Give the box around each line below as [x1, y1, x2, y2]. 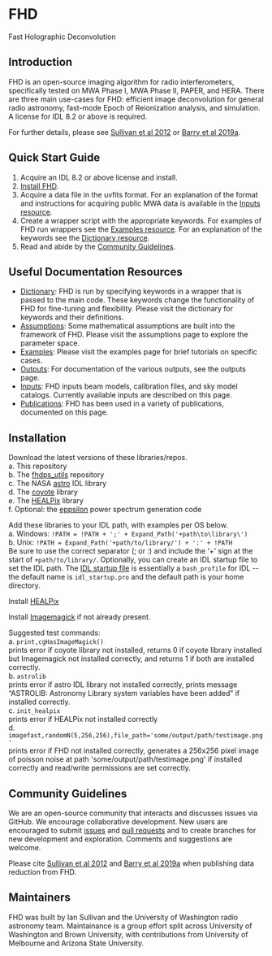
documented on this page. [19, 407, 109, 417]
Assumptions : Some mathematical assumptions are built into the [19, 321, 235, 331]
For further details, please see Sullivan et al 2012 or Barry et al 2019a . [8, 127, 241, 137]
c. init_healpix [8, 706, 61, 715]
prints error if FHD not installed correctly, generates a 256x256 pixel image [8, 745, 260, 756]
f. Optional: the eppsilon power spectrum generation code [8, 505, 202, 515]
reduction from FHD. [8, 867, 77, 876]
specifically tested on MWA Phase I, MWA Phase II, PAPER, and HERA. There [8, 85, 265, 95]
